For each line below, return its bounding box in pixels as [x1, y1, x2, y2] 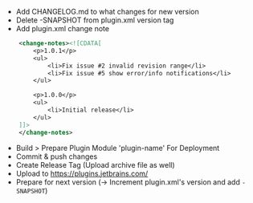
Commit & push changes [15, 152, 98, 161]
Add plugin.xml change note [15, 24, 110, 33]
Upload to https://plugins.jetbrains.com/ [15, 168, 149, 178]
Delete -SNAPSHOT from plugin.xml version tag [15, 15, 174, 25]
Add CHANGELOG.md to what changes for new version [15, 7, 199, 16]
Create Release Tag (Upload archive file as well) [15, 160, 175, 169]
